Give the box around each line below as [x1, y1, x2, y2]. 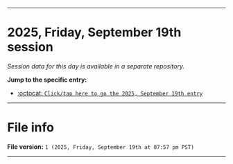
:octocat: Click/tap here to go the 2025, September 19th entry [17, 89, 203, 97]
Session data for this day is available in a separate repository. [7, 62, 185, 70]
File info [7, 120, 54, 136]
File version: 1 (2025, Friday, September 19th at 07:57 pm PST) [7, 143, 194, 151]
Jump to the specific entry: [7, 75, 87, 84]
